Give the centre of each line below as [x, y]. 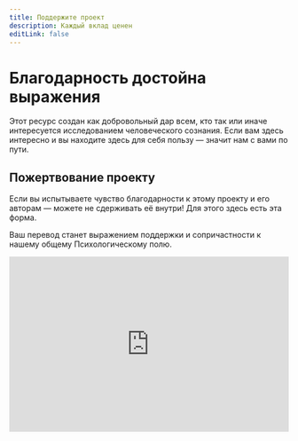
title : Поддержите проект [57, 17]
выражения [55, 96]
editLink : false [39, 34]
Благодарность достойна [108, 78]
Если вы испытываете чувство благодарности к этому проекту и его [140, 199]
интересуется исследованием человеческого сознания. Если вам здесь [146, 130]
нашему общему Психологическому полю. [91, 244]
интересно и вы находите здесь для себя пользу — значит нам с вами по [149, 140]
